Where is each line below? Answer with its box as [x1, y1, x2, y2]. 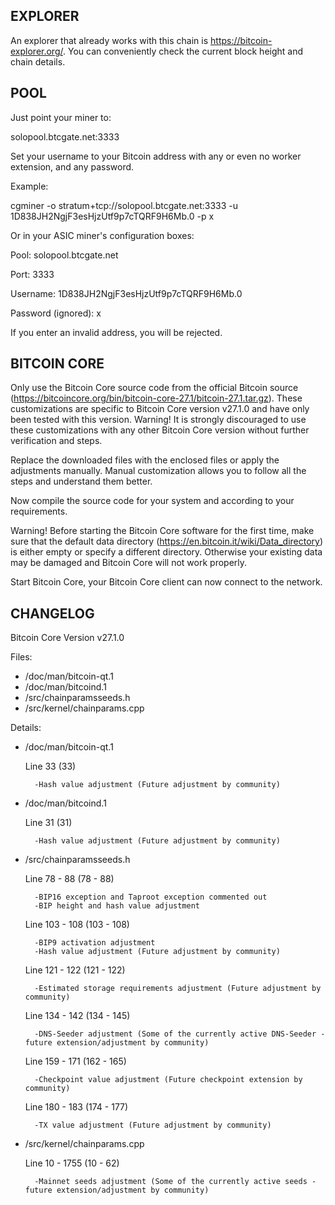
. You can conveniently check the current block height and [63, 45, 304, 57]
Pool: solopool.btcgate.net [10, 249, 119, 261]
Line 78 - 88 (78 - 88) [24, 873, 115, 885]
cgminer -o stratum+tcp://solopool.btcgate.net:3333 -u [10, 199, 239, 211]
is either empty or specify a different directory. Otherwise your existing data [10, 546, 323, 558]
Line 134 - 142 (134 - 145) [24, 1010, 131, 1022]
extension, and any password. [10, 160, 135, 173]
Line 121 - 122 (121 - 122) [24, 964, 126, 976]
